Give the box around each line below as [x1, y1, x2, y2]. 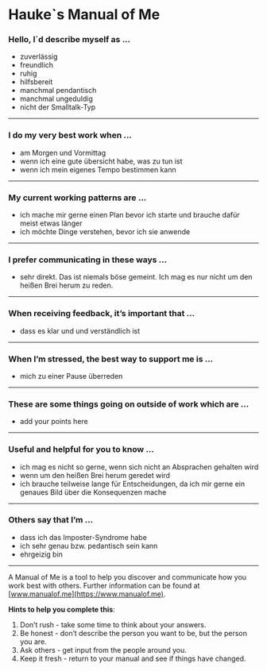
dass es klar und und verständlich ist [19, 326, 141, 335]
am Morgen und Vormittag [19, 148, 106, 157]
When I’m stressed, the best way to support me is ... [8, 353, 214, 364]
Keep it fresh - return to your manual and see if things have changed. [19, 654, 246, 663]
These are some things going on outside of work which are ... [8, 399, 250, 410]
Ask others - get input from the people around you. [19, 645, 187, 654]
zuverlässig [19, 52, 58, 61]
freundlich [19, 60, 54, 70]
